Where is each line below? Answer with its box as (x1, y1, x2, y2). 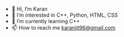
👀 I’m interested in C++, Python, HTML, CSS (11, 12, 118, 18)
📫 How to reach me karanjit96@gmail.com (11, 24, 116, 31)
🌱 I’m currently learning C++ (11, 18, 80, 24)
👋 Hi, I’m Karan (11, 6, 48, 12)
